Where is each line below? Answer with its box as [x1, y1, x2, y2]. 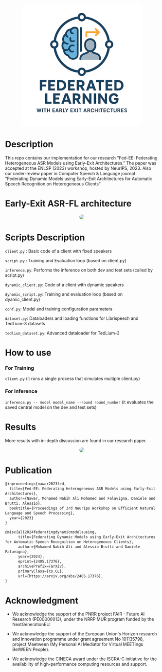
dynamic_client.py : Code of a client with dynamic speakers [5, 282, 124, 288]
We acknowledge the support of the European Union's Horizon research [12, 631, 157, 637]
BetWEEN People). [12, 647, 50, 652]
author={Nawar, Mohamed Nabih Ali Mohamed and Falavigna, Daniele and [9, 496, 156, 501]
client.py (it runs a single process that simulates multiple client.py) [5, 376, 140, 381]
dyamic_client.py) [5, 296, 40, 302]
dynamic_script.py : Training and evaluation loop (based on [5, 291, 123, 297]
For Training [5, 364, 35, 371]
